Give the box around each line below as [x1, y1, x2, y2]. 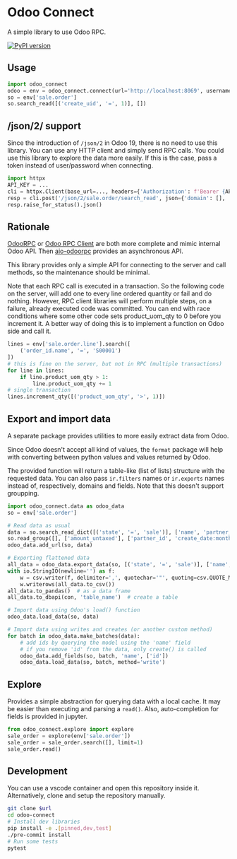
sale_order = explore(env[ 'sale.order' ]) [7, 732, 131, 740]
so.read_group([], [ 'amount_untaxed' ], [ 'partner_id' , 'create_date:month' [7, 535, 235, 542]
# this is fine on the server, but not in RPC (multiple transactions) [7, 360, 222, 368]
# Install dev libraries [7, 818, 80, 826]
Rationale [7, 221, 50, 233]
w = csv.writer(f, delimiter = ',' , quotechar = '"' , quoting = [20, 574, 197, 581]
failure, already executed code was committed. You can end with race [7, 305, 210, 313]
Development [7, 765, 68, 778]
